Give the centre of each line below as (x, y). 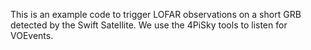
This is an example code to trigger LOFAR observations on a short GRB (156, 14)
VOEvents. (32, 35)
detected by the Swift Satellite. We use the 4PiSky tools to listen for (149, 25)
